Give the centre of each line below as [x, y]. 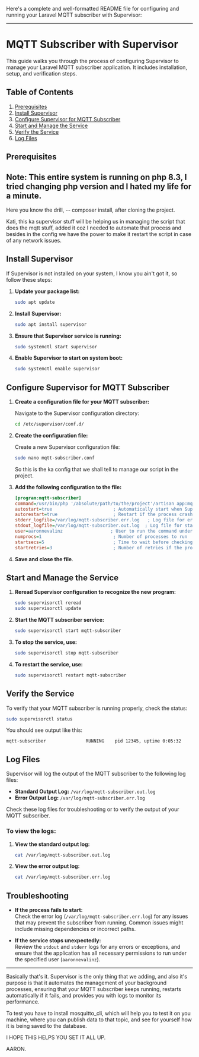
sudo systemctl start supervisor [56, 347]
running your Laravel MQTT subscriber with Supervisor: [74, 15]
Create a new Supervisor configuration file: [67, 447]
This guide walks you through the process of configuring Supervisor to [92, 61]
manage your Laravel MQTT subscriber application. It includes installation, [97, 67]
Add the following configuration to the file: [68, 487]
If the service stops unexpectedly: [58, 940]
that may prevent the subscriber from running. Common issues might [99, 923]
